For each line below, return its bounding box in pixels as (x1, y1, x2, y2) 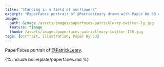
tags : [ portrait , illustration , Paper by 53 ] (5, 34, 99, 39)
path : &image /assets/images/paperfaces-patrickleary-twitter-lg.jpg (9, 20, 154, 26)
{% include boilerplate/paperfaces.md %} (5, 56, 89, 62)
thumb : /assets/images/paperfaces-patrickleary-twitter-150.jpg (9, 29, 143, 34)
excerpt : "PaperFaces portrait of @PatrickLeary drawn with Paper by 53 (5, 12, 156, 16)
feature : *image (9, 25, 42, 30)
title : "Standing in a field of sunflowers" (5, 7, 97, 12)
